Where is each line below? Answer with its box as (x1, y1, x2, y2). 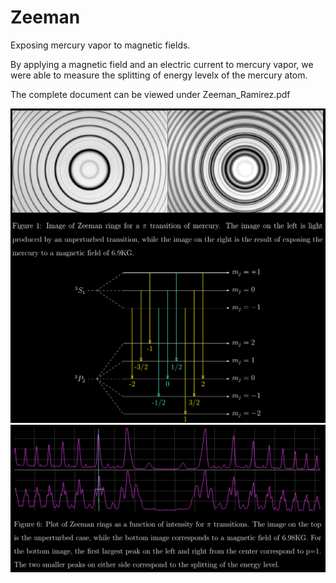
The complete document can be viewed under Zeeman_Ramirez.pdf (10, 88, 291, 100)
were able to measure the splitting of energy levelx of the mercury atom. (10, 69, 308, 81)
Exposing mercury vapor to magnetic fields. (10, 39, 191, 51)
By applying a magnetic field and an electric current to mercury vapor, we (10, 58, 314, 70)
